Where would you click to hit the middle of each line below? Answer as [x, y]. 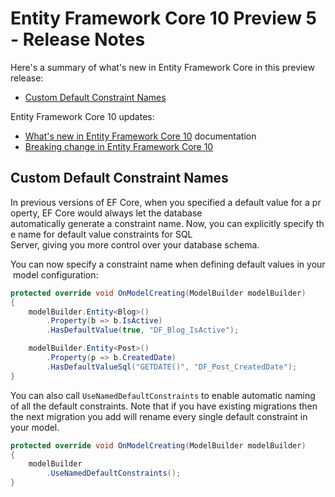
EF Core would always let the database [122, 213]
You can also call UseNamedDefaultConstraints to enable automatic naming [163, 395]
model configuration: [55, 274]
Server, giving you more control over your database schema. [135, 244]
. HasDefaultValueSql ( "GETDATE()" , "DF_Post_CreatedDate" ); [172, 367]
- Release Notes [78, 39]
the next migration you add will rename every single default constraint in [159, 416]
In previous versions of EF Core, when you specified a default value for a [160, 202]
